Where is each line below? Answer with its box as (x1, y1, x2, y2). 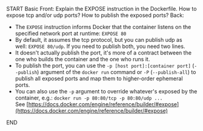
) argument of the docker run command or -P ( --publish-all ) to (37, 69, 196, 75)
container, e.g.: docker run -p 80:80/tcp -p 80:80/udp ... (15, 94, 163, 101)
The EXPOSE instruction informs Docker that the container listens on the (15, 24, 191, 30)
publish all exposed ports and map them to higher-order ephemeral (15, 75, 183, 82)
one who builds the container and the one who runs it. (15, 56, 150, 62)
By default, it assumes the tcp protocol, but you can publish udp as (15, 36, 183, 43)
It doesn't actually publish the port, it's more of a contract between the (15, 49, 192, 56)
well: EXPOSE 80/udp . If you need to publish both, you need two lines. (15, 42, 185, 50)
